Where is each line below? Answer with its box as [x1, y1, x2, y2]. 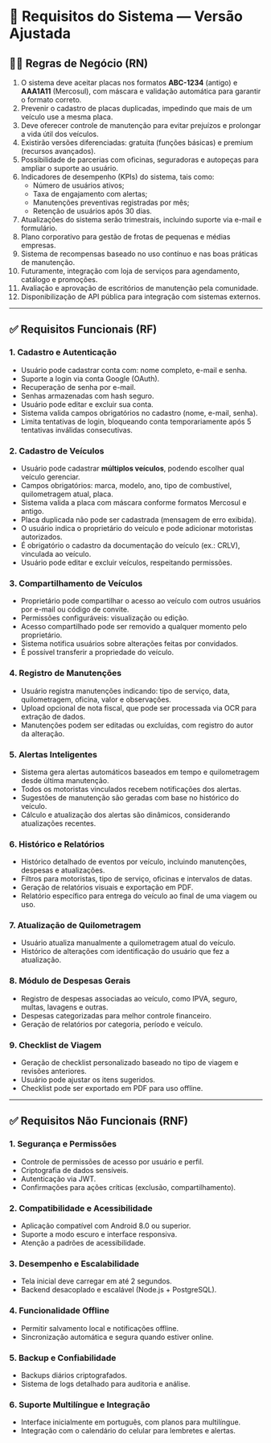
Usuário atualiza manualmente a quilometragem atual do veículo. [20, 938, 236, 947]
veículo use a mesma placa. [20, 112, 113, 122]
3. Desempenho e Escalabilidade [9, 1258, 140, 1269]
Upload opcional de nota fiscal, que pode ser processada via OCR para [20, 703, 257, 712]
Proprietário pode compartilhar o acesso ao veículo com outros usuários [20, 596, 261, 606]
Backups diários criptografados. [20, 1370, 128, 1380]
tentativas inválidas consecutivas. [20, 425, 133, 434]
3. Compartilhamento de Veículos [9, 578, 143, 589]
